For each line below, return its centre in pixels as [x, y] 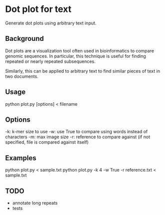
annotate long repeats [35, 203]
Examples [21, 158]
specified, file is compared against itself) [47, 142]
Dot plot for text [38, 9]
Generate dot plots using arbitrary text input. [51, 23]
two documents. [22, 76]
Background [24, 39]
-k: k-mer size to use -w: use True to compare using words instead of [77, 132]
